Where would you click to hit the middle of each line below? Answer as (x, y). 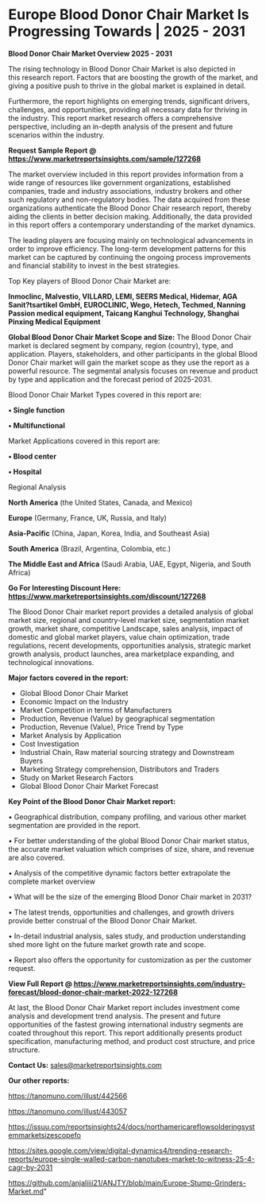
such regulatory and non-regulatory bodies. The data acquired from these (129, 199)
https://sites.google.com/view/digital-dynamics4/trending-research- (120, 1151)
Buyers (31, 760)
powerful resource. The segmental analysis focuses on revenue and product (133, 370)
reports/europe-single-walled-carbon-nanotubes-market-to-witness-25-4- (132, 1159)
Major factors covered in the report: (68, 678)
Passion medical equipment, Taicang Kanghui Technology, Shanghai (124, 313)
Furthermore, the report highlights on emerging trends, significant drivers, (129, 101)
